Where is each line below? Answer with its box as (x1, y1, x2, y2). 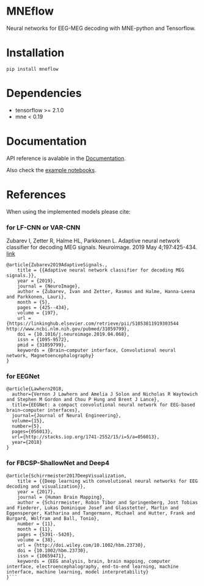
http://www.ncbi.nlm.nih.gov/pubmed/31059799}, (6, 325, 130, 332)
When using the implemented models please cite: (6, 208, 131, 215)
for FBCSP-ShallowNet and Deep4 (6, 459, 110, 468)
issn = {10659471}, (17, 552, 67, 559)
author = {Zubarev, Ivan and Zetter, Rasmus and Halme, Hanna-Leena (17, 288, 195, 294)
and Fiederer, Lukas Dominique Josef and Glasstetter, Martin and (6, 505, 179, 511)
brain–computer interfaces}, (6, 407, 81, 413)
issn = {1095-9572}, (17, 336, 70, 342)
